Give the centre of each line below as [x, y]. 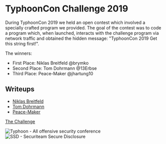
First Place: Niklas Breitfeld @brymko [50, 63]
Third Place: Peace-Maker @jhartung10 [53, 73]
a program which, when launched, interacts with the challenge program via [82, 33]
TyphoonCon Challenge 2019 [67, 9]
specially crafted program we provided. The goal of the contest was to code [83, 27]
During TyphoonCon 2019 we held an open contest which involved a [75, 22]
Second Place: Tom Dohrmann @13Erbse [55, 68]
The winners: [19, 53]
